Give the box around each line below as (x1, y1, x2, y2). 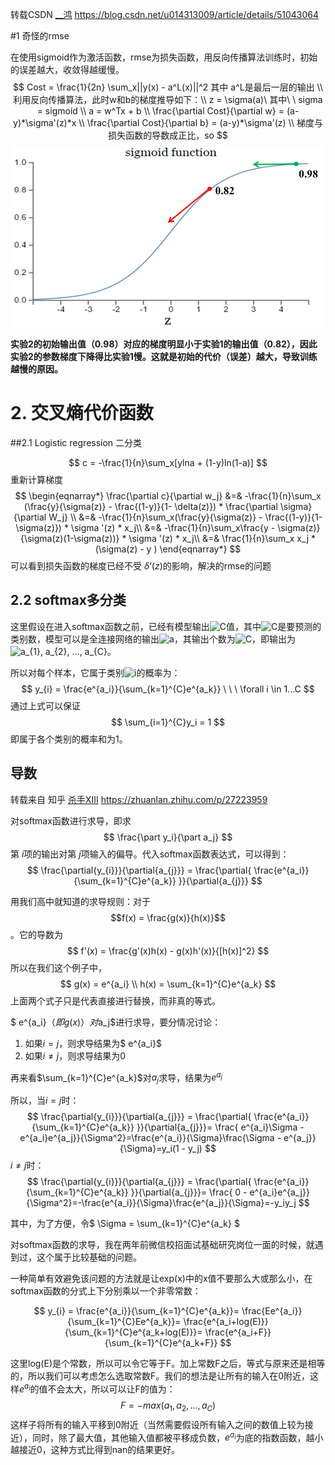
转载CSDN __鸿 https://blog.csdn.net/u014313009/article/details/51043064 (10, 9, 320, 20)
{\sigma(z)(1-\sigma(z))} (19, 533, 120, 545)
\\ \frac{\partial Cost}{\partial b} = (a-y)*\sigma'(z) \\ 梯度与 (78, 117, 323, 128)
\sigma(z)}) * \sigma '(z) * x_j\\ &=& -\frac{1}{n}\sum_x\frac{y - (15, 522, 276, 534)
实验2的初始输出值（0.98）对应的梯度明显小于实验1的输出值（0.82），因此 (10, 338, 318, 350)
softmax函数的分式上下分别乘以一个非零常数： (10, 1285, 202, 1297)
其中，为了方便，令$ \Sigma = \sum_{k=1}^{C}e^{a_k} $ (10, 1218, 240, 1230)
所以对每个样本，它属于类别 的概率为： (10, 666, 181, 678)
